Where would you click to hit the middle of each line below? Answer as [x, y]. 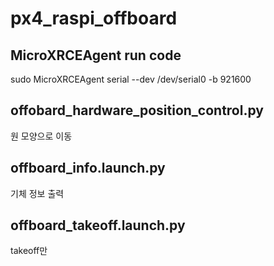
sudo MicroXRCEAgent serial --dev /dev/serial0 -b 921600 [131, 79]
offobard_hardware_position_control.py [137, 110]
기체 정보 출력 [37, 193]
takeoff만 [29, 251]
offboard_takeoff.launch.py [98, 225]
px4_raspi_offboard [94, 18]
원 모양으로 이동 [41, 136]
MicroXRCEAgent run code [96, 55]
